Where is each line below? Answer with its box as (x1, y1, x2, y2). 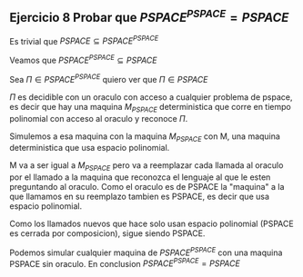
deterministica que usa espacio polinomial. (9, 143, 170, 153)
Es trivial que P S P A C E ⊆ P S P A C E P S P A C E (9, 34, 159, 46)
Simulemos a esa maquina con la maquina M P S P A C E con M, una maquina (9, 131, 280, 143)
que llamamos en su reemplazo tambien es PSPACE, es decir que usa (9, 191, 270, 203)
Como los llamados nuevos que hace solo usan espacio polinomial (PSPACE (9, 218, 294, 230)
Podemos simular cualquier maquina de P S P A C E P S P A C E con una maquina (9, 245, 283, 258)
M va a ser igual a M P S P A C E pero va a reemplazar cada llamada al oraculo (9, 160, 284, 173)
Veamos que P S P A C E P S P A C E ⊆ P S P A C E (9, 54, 157, 66)
